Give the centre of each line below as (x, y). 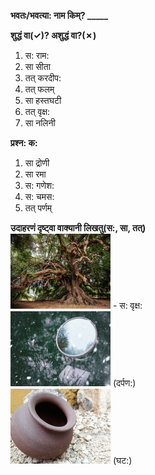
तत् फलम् (39, 89)
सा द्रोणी (37, 163)
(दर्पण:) (124, 383)
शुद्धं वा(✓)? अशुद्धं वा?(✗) (53, 35)
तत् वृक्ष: (37, 111)
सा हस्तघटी (43, 100)
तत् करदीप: (43, 78)
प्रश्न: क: (24, 143)
